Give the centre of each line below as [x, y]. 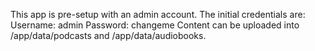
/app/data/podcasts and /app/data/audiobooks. [108, 35]
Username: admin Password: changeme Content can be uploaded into [155, 25]
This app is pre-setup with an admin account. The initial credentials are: [158, 14]
